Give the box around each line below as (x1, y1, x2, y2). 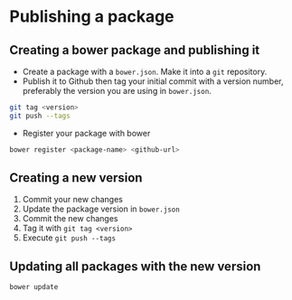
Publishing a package (9, 6, 174, 27)
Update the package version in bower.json (22, 203, 181, 214)
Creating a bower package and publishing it (9, 42, 260, 58)
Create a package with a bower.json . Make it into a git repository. (22, 66, 268, 77)
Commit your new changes (22, 194, 124, 205)
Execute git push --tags (22, 232, 116, 243)
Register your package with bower (22, 127, 151, 138)
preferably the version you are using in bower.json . (22, 86, 212, 96)
